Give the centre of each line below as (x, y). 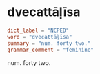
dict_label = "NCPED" (38, 30)
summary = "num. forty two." (49, 43)
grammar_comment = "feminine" (51, 50)
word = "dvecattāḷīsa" (40, 37)
